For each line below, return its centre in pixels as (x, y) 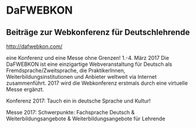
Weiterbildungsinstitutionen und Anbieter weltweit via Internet (81, 77)
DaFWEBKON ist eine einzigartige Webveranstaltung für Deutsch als (89, 64)
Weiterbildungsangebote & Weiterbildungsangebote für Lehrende (86, 119)
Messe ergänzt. (25, 89)
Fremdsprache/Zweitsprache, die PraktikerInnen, (66, 71)
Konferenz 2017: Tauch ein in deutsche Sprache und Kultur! (78, 101)
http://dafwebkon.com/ (34, 46)
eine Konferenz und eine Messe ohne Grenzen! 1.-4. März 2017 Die (88, 58)
